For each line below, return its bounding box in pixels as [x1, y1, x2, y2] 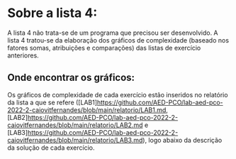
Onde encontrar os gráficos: [7, 72, 135, 84]
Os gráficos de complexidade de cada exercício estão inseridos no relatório [7, 90, 228, 99]
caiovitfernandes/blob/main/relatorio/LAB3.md [7, 136, 143, 144]
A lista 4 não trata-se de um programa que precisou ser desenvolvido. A [7, 28, 218, 37]
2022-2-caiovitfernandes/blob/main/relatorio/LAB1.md [7, 105, 167, 114]
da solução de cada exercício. [7, 143, 95, 152]
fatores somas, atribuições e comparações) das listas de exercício [7, 43, 201, 52]
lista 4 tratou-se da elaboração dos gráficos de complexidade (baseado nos [7, 35, 229, 44]
